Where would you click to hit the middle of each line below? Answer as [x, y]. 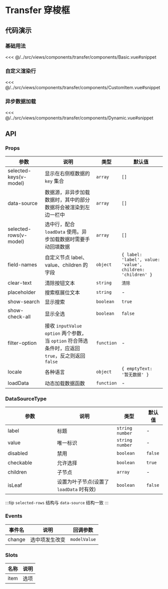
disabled [18, 453]
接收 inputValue [63, 326]
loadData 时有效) [76, 489]
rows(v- [17, 235]
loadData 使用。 [63, 232]
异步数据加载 [21, 102]
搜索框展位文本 [62, 293]
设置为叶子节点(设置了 [83, 482]
